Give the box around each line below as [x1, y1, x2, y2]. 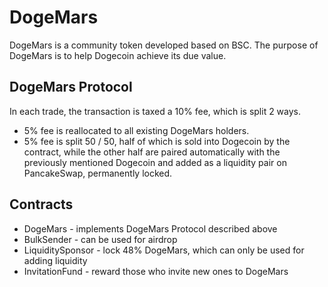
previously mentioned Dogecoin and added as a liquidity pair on [23, 156, 287, 168]
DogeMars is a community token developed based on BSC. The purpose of [9, 39, 319, 51]
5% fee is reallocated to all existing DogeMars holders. [23, 124, 250, 136]
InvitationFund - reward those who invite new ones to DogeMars [23, 265, 289, 277]
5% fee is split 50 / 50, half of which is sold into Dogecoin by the [23, 135, 291, 147]
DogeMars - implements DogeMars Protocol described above [23, 222, 278, 235]
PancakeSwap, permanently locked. [23, 167, 173, 179]
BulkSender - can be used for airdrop [23, 233, 178, 245]
